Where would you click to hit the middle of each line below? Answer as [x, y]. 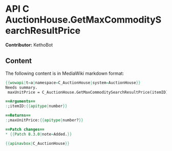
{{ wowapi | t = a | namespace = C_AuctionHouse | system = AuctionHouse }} [73, 82]
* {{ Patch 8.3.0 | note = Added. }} [39, 134]
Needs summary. [21, 88]
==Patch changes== [25, 129]
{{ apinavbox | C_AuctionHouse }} [38, 143]
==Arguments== [20, 101]
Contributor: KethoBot [29, 45]
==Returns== [18, 116]
